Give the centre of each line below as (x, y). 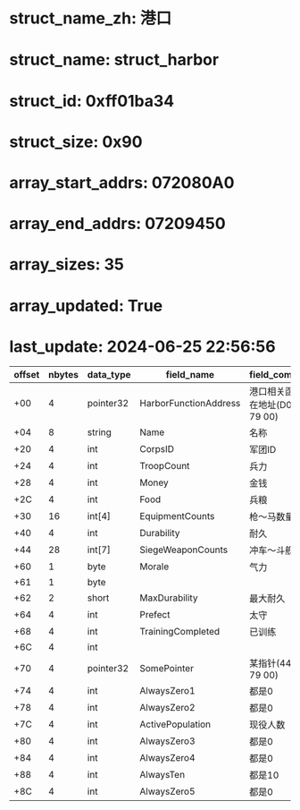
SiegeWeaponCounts (184, 550)
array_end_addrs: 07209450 (117, 224)
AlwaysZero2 (167, 708)
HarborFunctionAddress (190, 404)
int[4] (99, 516)
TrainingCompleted (180, 632)
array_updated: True (86, 306)
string (99, 432)
